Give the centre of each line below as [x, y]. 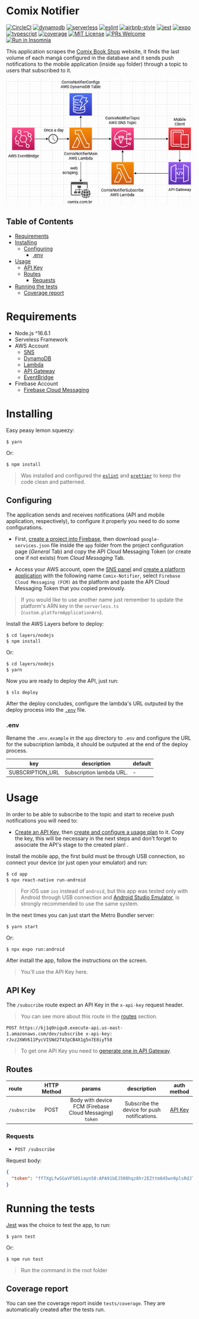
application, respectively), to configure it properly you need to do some [93, 521]
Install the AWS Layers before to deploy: [55, 623]
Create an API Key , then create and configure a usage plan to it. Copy [99, 832]
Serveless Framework [41, 339]
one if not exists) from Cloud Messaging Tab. [70, 557]
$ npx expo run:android [36, 950]
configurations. [25, 527]
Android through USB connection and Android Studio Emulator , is [100, 897]
